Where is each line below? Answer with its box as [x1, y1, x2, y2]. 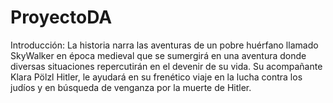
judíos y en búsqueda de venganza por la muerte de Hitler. [10, 81, 252, 93]
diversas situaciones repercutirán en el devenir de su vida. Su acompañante [10, 60, 323, 72]
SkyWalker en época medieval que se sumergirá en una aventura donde [10, 49, 307, 61]
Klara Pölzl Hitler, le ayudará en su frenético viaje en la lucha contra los [10, 71, 303, 83]
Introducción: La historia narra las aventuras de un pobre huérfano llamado [10, 39, 319, 51]
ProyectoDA [10, 6, 113, 29]
